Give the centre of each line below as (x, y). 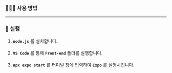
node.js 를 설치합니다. (35, 41)
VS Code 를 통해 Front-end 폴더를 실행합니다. (58, 53)
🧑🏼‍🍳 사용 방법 (21, 8)
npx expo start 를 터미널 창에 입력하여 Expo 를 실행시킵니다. (73, 65)
